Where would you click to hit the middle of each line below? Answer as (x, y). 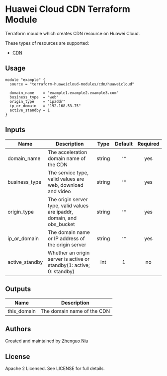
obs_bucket (62, 224)
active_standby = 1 (30, 110)
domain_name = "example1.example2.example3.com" (64, 93)
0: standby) (61, 271)
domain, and (62, 218)
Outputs (18, 289)
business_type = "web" (34, 97)
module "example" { (25, 80)
